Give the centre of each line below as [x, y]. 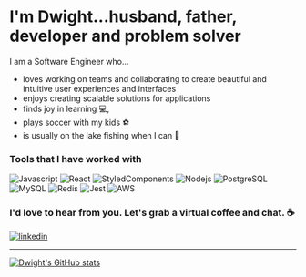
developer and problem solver [125, 36]
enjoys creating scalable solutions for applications [117, 98]
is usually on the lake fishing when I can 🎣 [101, 135]
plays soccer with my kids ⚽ [76, 122]
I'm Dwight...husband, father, [123, 17]
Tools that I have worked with [76, 159]
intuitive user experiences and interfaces [99, 88]
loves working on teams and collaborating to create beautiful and [144, 78]
